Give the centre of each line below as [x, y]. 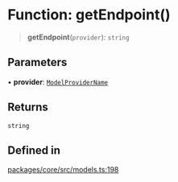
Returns [28, 108]
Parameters [37, 62]
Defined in [34, 150]
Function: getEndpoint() [89, 15]
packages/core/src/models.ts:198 [63, 170]
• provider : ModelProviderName [58, 81]
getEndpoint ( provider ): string [78, 37]
